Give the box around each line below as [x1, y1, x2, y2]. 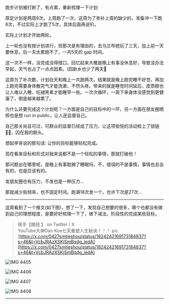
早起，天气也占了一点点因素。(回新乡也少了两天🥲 [5, 66, 107, 72]
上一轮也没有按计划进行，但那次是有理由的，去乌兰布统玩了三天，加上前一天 [5, 43, 164, 49]
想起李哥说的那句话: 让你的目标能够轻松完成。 [5, 140, 101, 146]
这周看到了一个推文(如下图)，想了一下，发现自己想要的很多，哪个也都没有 [5, 205, 158, 210]
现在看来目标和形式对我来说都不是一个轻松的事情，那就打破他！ [5, 151, 137, 157]
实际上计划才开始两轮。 [5, 32, 54, 38]
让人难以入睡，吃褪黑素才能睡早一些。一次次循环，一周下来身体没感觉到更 [5, 89, 159, 95]
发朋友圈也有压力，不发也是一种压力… [5, 178, 84, 184]
